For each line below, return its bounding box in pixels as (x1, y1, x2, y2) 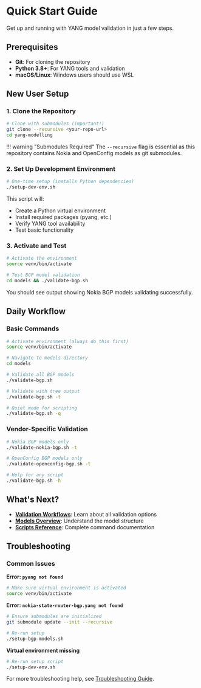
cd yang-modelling (6, 132, 53, 138)
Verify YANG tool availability (15, 220, 86, 228)
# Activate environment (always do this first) (6, 338, 129, 344)
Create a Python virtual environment (15, 207, 106, 214)
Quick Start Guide (6, 4, 98, 18)
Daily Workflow (6, 306, 66, 317)
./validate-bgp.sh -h (6, 478, 61, 484)
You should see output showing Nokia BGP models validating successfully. (6, 288, 193, 296)
